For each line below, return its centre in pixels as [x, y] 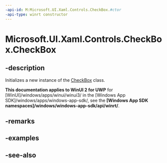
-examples [22, 138]
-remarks [20, 121]
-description [25, 68]
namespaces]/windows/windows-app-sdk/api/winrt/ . [62, 106]
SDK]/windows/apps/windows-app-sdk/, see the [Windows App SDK [77, 100]
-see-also [21, 155]
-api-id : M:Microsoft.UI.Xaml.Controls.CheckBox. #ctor [63, 10]
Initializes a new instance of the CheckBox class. [55, 80]
